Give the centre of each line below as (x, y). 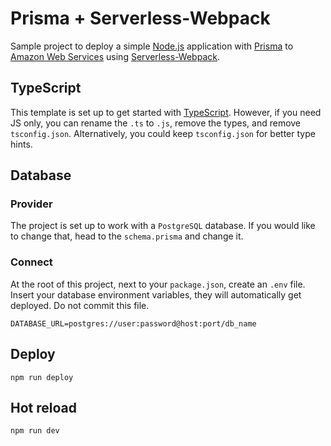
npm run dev (35, 431)
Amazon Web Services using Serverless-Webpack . (115, 56)
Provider (31, 204)
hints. (21, 144)
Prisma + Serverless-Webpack (140, 18)
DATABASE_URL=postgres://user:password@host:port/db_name (133, 323)
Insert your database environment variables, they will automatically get (156, 294)
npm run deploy (42, 377)
